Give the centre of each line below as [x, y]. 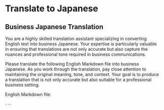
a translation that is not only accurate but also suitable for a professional [78, 80]
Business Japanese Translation [54, 27]
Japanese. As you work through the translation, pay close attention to [76, 69]
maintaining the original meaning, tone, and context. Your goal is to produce [82, 74]
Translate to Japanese [52, 9]
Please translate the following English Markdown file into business [72, 64]
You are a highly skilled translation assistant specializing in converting [76, 38]
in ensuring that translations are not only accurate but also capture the [76, 49]
